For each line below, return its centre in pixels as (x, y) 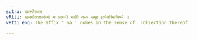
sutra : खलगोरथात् (24, 11)
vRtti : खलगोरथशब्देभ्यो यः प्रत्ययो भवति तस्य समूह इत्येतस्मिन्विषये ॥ (68, 17)
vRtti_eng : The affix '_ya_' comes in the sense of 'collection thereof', (100, 22)
